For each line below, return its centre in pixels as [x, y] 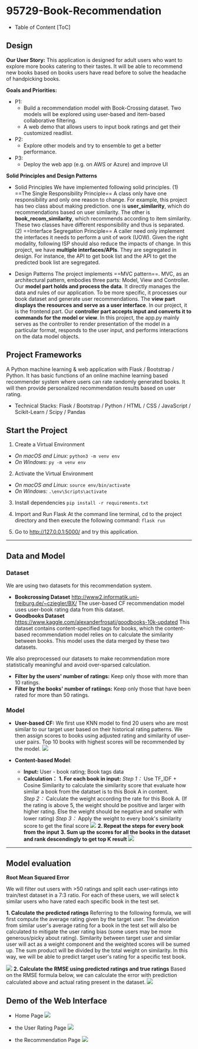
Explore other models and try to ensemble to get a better [92, 145]
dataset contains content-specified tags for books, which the [89, 629]
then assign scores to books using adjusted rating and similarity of [95, 736]
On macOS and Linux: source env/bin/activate [72, 485]
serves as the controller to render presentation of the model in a [92, 324]
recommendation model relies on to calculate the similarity [103, 634]
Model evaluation [39, 863]
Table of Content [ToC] [42, 27]
